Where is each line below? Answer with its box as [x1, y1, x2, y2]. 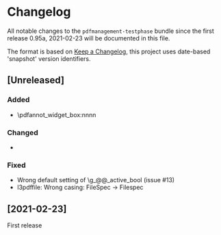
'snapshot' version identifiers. [7, 54, 91, 62]
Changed [7, 127, 39, 137]
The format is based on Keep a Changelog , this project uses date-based [7, 47, 211, 55]
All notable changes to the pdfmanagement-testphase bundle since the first [7, 27, 214, 35]
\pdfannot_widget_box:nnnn [16, 110, 96, 119]
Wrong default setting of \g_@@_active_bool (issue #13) [16, 176, 175, 184]
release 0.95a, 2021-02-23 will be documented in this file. [7, 34, 170, 42]
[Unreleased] [7, 75, 65, 86]
